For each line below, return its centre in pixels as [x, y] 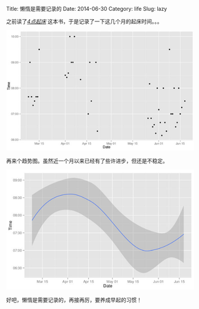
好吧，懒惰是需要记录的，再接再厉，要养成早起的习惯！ [74, 300]
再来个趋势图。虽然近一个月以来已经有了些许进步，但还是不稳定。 [87, 161]
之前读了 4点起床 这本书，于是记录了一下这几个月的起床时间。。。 [84, 21]
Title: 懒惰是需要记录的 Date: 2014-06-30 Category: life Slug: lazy [87, 9]
